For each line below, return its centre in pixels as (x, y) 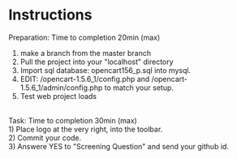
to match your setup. (139, 88)
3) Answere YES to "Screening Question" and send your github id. (119, 146)
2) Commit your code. (45, 138)
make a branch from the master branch (86, 53)
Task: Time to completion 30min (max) (73, 120)
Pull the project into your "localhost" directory (97, 62)
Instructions (50, 15)
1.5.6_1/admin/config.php (61, 88)
